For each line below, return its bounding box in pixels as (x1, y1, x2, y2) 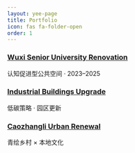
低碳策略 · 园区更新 (7, 104, 61, 112)
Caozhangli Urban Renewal (7, 121, 101, 131)
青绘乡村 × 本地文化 (7, 138, 64, 147)
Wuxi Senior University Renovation (7, 53, 128, 63)
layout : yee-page (7, 10, 58, 17)
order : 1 (7, 29, 33, 37)
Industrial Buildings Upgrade (7, 87, 106, 97)
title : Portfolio (7, 17, 58, 24)
